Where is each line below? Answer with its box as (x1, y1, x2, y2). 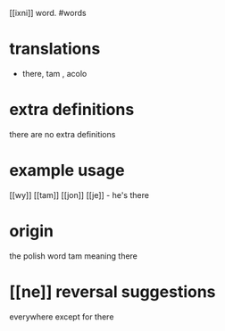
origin (9, 221, 54, 241)
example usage (9, 161, 125, 181)
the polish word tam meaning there (9, 250, 138, 261)
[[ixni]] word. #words (9, 8, 87, 18)
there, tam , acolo (21, 68, 87, 79)
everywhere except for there (9, 311, 114, 322)
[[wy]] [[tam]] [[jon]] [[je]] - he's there (9, 189, 150, 200)
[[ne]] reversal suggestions (9, 281, 216, 302)
